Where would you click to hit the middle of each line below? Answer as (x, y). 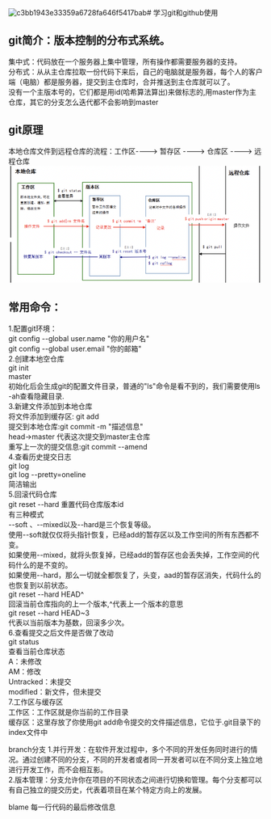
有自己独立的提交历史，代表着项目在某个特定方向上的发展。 (107, 789)
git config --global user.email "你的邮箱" (75, 348)
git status (24, 641)
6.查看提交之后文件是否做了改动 (61, 632)
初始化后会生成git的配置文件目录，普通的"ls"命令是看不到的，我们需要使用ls (134, 386)
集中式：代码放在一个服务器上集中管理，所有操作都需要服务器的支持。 (125, 61)
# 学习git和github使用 (182, 13)
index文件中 (28, 732)
